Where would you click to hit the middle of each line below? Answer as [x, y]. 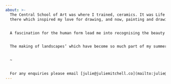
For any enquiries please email [44, 74]
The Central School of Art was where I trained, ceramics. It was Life [88, 15]
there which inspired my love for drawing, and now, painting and [82, 19]
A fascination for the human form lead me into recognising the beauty [88, 33]
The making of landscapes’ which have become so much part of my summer [89, 47]
